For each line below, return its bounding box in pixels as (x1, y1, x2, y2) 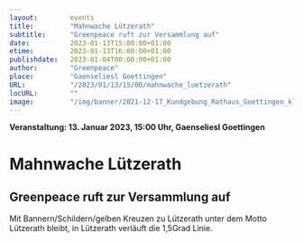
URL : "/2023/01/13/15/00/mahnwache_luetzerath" (9, 80, 232, 89)
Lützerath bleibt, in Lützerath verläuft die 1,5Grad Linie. (9, 223, 214, 234)
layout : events (9, 13, 95, 23)
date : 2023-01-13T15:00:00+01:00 (9, 38, 171, 48)
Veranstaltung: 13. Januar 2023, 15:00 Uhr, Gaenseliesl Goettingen (9, 122, 266, 133)
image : (9, 97, 34, 107)
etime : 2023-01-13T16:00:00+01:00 (9, 47, 171, 56)
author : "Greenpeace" (9, 64, 119, 73)
